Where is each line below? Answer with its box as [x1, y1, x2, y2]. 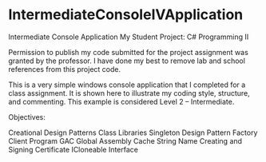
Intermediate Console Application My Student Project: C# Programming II [8, 32, 249, 41]
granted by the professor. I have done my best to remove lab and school [8, 56, 246, 65]
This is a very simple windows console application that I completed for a [8, 80, 246, 89]
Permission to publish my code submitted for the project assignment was [8, 47, 249, 57]
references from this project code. [8, 64, 121, 73]
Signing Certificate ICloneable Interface [8, 144, 138, 154]
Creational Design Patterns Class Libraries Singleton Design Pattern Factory [8, 128, 258, 137]
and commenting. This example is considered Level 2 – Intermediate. [8, 97, 235, 106]
